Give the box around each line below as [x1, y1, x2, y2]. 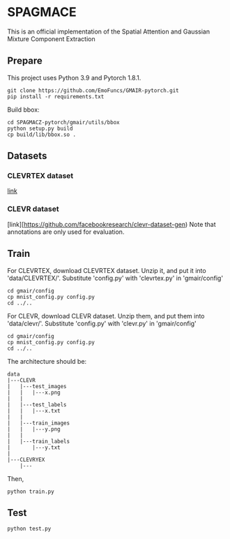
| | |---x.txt [7, 407, 61, 414]
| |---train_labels [7, 438, 70, 445]
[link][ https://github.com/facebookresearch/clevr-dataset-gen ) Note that [7, 220, 216, 228]
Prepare [7, 55, 43, 67]
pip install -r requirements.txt [7, 93, 105, 100]
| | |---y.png [7, 425, 61, 433]
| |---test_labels [7, 401, 68, 408]
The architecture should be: [7, 357, 87, 365]
